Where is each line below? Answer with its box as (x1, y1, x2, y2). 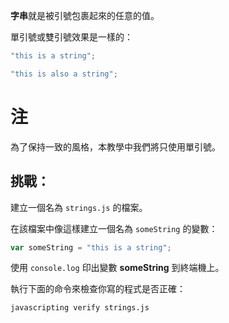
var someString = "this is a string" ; (10, 242, 172, 253)
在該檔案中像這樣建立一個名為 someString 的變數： (10, 222, 218, 234)
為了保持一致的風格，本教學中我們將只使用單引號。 (10, 140, 221, 153)
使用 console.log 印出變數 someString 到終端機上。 (10, 262, 225, 274)
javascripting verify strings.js (10, 303, 150, 313)
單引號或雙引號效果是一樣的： (10, 31, 133, 43)
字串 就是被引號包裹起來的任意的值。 (10, 10, 160, 21)
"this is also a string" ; (10, 69, 118, 79)
